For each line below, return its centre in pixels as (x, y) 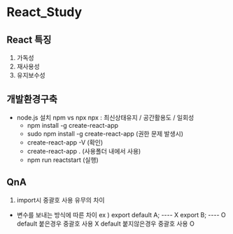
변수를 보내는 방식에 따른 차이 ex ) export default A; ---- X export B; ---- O (121, 214)
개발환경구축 (32, 100)
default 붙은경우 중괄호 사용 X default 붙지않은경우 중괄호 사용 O (106, 224)
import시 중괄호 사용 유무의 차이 (61, 200)
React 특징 (29, 39)
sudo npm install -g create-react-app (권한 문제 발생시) (105, 133)
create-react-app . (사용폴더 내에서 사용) (84, 151)
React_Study (44, 12)
